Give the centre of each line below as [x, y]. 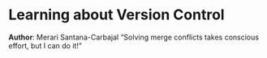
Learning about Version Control [116, 15]
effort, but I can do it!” [45, 45]
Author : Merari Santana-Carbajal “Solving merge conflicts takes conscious [134, 37]
